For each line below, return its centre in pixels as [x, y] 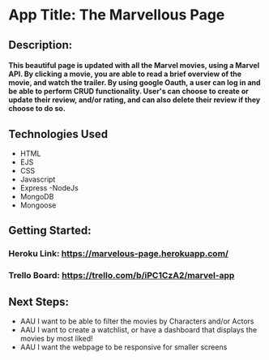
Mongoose [38, 205]
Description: [41, 45]
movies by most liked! [56, 339]
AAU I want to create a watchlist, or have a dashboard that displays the [139, 330]
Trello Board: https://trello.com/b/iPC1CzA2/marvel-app [122, 276]
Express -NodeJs [49, 187]
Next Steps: [38, 302]
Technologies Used [58, 134]
